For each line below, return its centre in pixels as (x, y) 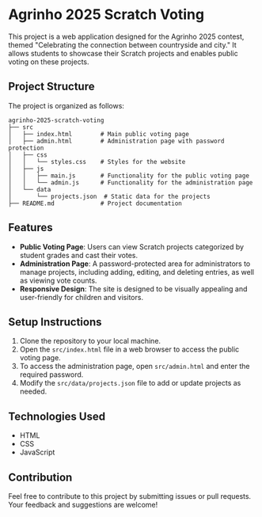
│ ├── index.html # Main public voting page (99, 134)
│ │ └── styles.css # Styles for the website (97, 162)
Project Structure (51, 87)
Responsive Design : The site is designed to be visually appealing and (133, 289)
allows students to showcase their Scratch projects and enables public (123, 53)
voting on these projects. (49, 62)
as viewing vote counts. (58, 280)
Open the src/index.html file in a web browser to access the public (129, 349)
